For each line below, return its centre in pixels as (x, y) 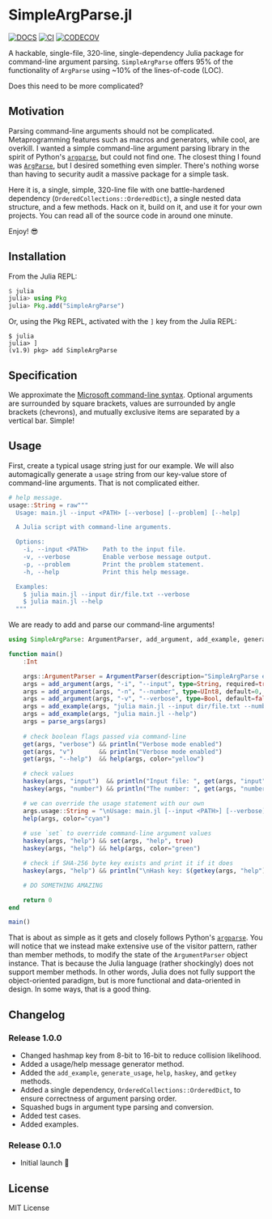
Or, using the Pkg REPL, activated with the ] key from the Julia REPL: (123, 322)
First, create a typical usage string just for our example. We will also (121, 465)
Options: (30, 542)
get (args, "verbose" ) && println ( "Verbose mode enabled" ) (123, 744)
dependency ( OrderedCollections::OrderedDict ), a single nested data (125, 198)
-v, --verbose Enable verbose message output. (117, 557)
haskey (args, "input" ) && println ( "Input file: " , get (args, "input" (144, 782)
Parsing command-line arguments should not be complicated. (111, 130)
